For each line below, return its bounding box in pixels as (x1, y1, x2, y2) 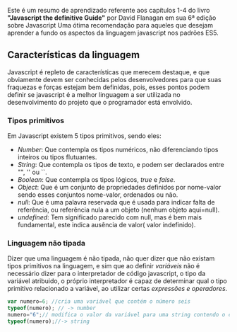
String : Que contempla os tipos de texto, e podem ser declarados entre (17, 161, 224, 169)
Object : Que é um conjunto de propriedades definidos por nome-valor (17, 183, 221, 192)
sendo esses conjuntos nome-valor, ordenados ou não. (17, 190, 178, 199)
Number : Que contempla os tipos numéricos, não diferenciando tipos (17, 145, 219, 154)
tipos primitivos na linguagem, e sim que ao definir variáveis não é (7, 262, 200, 270)
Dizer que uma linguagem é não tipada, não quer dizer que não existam (7, 254, 215, 263)
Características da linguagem (7, 49, 140, 61)
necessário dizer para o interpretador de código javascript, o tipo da (7, 269, 206, 278)
